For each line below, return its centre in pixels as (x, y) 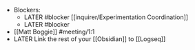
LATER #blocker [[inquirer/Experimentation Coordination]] (106, 17)
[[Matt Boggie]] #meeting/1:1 (54, 32)
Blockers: (27, 10)
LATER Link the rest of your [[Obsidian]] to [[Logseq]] (90, 39)
